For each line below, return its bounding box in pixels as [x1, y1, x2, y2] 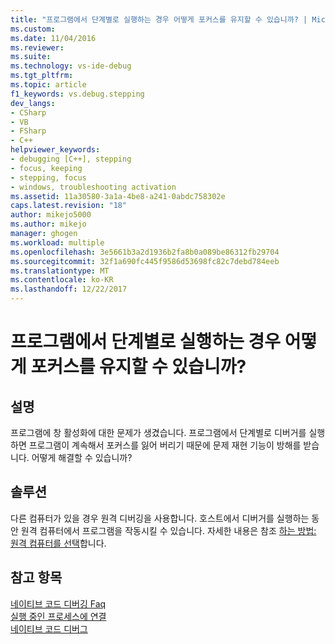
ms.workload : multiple [10, 237, 105, 248]
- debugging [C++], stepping [10, 154, 132, 164]
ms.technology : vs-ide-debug [10, 61, 132, 71]
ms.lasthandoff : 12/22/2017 [10, 284, 128, 295]
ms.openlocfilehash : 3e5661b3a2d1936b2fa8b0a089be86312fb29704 [10, 247, 280, 257]
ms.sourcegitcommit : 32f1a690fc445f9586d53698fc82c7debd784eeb [10, 256, 280, 266]
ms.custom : [10, 24, 56, 34]
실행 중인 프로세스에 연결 [10, 610, 107, 622]
